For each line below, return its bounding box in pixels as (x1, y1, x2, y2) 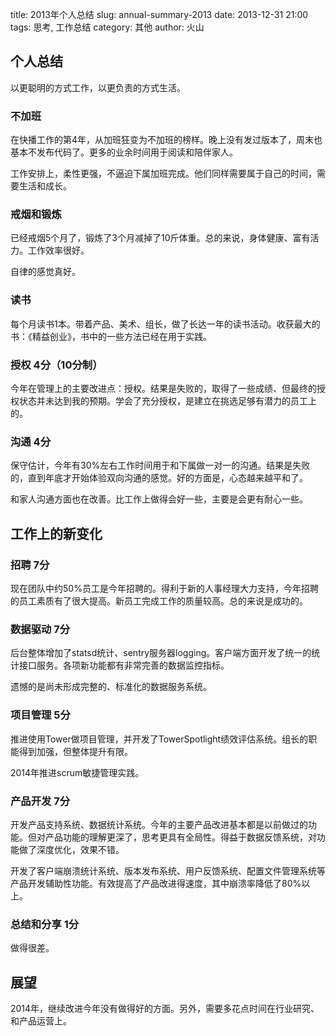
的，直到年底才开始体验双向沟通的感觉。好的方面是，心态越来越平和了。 (10, 472, 308, 484)
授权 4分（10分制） (10, 358, 103, 372)
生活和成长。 (18, 180, 72, 192)
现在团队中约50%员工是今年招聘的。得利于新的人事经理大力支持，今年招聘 (10, 582, 319, 594)
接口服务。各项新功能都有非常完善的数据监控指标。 (18, 659, 230, 672)
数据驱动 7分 (10, 622, 71, 636)
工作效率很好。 (27, 244, 90, 257)
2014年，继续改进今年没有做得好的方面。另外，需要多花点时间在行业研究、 (10, 1002, 320, 1014)
